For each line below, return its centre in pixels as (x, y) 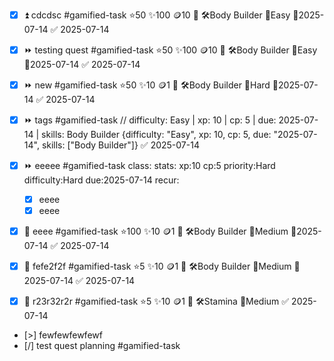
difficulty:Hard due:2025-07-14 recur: (101, 180)
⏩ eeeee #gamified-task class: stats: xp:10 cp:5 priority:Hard (149, 165)
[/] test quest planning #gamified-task (102, 346)
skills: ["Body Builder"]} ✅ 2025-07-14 (120, 145)
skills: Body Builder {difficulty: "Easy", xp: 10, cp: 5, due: (156, 134)
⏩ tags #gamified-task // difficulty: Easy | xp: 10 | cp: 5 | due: (150, 120)
